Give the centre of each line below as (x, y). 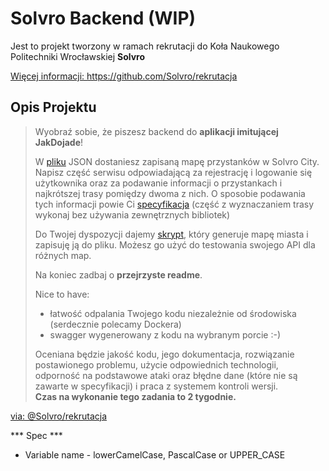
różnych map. (63, 255)
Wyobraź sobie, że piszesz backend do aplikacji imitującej (156, 131)
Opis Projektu (53, 107)
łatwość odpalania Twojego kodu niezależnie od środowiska (173, 313)
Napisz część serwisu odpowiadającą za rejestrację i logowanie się (173, 172)
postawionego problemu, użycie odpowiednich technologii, (156, 364)
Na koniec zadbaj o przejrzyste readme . (118, 274)
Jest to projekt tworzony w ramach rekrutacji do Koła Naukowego (145, 46)
